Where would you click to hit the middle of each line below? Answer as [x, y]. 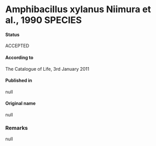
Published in [19, 80]
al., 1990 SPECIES [44, 20]
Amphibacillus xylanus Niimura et [78, 9]
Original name [20, 103]
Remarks [17, 128]
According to [19, 57]
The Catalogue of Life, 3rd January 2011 [47, 69]
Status [12, 35]
